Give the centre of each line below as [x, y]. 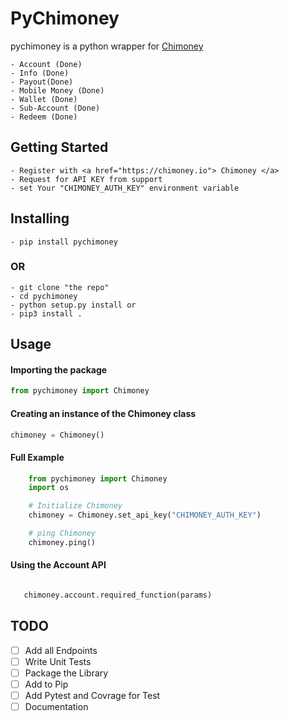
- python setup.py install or [73, 305]
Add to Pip [46, 684]
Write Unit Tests [58, 661]
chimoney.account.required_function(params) [118, 595]
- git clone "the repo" [60, 287]
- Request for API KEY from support [86, 179]
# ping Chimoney [62, 533]
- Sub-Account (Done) [55, 108]
